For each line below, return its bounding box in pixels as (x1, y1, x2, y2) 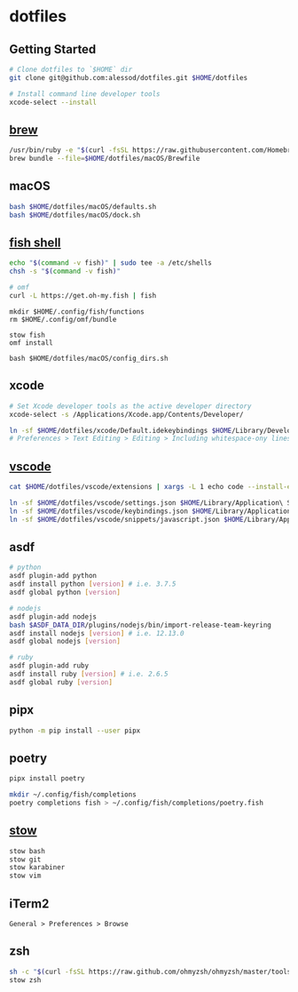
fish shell (9, 236, 61, 251)
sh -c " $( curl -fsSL (9, 967, 86, 976)
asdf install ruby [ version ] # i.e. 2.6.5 (9, 669, 169, 678)
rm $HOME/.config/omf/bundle (9, 315, 117, 324)
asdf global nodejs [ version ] (9, 637, 122, 646)
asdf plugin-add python (9, 572, 98, 580)
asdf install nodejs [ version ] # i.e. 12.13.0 (9, 628, 184, 637)
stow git (9, 855, 42, 864)
